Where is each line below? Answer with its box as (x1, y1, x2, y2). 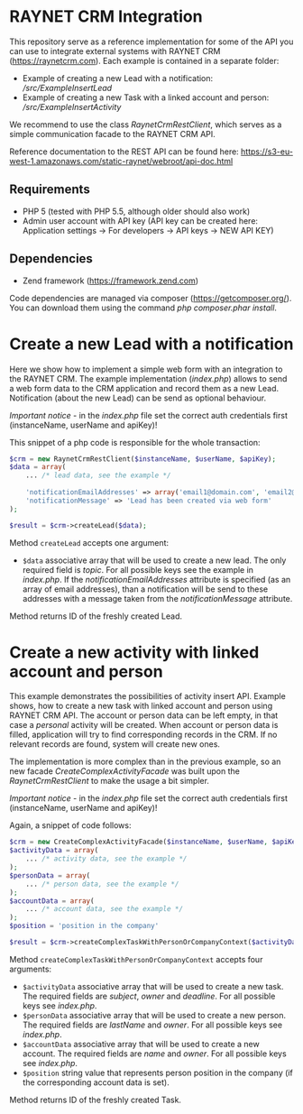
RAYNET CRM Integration (9, 6, 203, 27)
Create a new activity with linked (9, 642, 260, 662)
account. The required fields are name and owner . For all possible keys (22, 1048, 287, 1059)
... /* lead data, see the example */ (25, 471, 171, 480)
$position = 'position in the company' (9, 922, 160, 931)
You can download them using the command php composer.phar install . (9, 302, 278, 313)
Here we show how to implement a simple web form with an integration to (9, 364, 283, 374)
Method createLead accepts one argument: (9, 537, 170, 548)
